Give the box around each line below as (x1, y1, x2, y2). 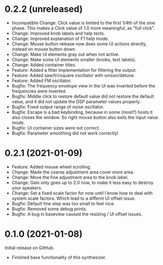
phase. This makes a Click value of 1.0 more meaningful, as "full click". (11, 25, 155, 31)
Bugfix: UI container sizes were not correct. (11, 125, 100, 131)
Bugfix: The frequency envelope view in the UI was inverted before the (11, 83, 156, 88)
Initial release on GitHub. (4, 245, 55, 251)
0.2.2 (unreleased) (4, 3, 83, 15)
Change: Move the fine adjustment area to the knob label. (11, 174, 129, 180)
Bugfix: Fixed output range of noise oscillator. (11, 104, 104, 110)
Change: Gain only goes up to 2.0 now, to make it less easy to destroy (11, 179, 154, 185)
